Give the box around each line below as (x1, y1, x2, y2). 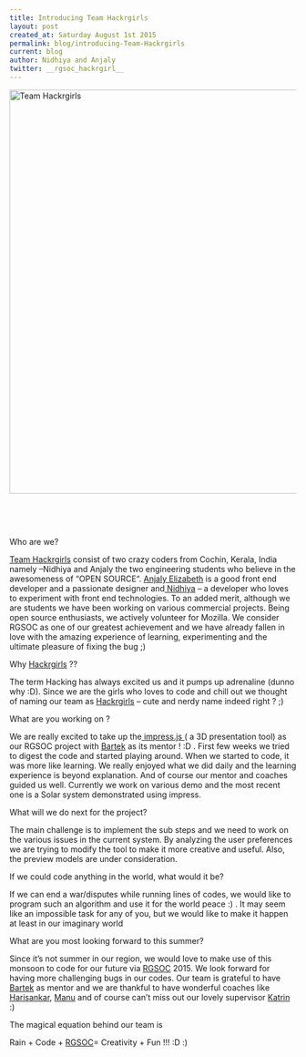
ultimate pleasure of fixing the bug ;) (9, 641, 147, 652)
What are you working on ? (9, 713, 111, 724)
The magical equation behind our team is (9, 1019, 163, 1030)
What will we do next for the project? (9, 806, 148, 817)
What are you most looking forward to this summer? (9, 935, 204, 946)
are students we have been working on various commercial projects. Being (9, 602, 290, 613)
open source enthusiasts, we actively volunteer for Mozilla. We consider (9, 611, 280, 622)
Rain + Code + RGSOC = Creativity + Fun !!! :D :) (9, 1036, 189, 1048)
